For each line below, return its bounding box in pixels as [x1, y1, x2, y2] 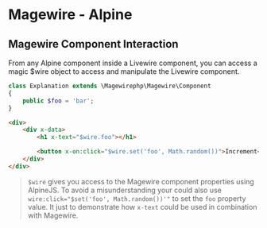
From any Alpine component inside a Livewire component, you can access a [8, 58, 258, 68]
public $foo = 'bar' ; [22, 97, 94, 105]
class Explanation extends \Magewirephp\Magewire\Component [8, 82, 212, 90]
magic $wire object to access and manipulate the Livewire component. [8, 67, 240, 76]
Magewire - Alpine [8, 6, 133, 24]
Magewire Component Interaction [8, 37, 179, 51]
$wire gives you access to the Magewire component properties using [27, 176, 254, 186]
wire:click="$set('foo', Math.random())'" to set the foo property [27, 193, 246, 203]
